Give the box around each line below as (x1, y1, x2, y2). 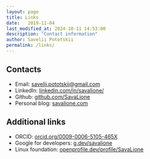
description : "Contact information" (6, 31, 98, 37)
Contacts (6, 64, 42, 75)
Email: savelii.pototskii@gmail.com (14, 80, 100, 88)
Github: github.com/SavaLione (14, 93, 91, 100)
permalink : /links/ (6, 43, 55, 49)
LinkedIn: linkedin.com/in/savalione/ (14, 86, 104, 94)
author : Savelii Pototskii (6, 37, 74, 43)
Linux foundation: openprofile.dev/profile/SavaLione (14, 145, 144, 153)
